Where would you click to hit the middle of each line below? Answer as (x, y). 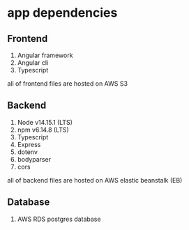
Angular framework (45, 55)
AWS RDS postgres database (59, 219)
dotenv (28, 152)
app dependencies (62, 13)
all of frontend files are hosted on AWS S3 (67, 84)
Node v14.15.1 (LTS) (45, 122)
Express (29, 144)
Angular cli (33, 63)
